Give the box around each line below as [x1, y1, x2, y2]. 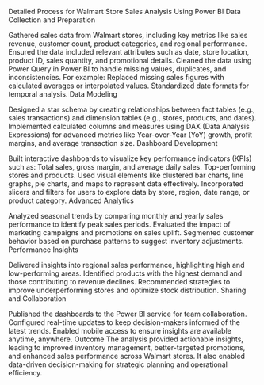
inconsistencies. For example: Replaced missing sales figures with [8, 73, 224, 82]
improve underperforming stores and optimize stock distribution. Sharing [8, 285, 247, 295]
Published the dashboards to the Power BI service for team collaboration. [8, 309, 247, 318]
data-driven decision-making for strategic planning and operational [8, 360, 228, 369]
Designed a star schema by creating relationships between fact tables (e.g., [8, 105, 255, 114]
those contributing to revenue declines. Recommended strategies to [8, 277, 231, 286]
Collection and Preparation [8, 15, 96, 25]
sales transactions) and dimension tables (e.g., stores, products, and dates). [8, 113, 257, 122]
